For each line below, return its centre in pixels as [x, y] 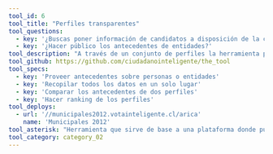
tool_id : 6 [27, 16]
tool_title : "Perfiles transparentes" [74, 24]
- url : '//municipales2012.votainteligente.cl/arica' [108, 115]
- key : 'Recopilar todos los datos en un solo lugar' [108, 84]
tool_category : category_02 [56, 137]
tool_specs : [28, 69]
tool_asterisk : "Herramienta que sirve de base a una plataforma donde [132, 130]
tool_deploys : [32, 107]
